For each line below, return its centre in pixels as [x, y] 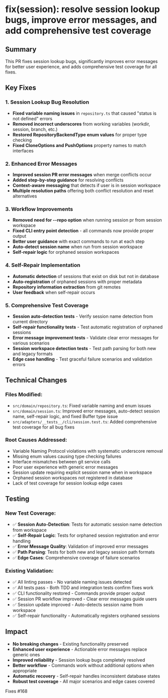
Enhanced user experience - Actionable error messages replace [80, 649]
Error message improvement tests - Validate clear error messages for [86, 337]
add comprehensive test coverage [78, 31]
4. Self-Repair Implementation [43, 265]
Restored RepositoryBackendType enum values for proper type [80, 134]
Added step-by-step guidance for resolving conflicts [68, 180]
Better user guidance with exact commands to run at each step [78, 241]
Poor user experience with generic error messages [65, 467]
